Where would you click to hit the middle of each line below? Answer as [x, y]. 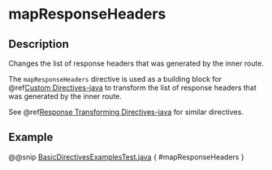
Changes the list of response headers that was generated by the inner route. [136, 63]
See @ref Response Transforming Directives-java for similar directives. [126, 112]
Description [39, 44]
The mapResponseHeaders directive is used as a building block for [115, 79]
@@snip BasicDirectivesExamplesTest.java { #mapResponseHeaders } [127, 157]
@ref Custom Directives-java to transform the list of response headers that [133, 87]
